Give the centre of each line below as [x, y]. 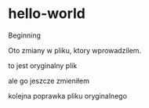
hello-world [47, 14]
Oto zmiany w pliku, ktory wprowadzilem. [75, 50]
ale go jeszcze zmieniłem [49, 81]
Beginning [25, 35]
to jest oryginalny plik [43, 65]
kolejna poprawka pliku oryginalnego [68, 95]
